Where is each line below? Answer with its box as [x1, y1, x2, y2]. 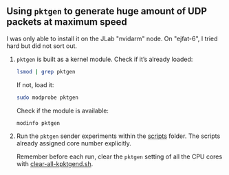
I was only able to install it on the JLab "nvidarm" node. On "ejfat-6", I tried [6, 34, 218, 43]
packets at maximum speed [6, 16, 128, 28]
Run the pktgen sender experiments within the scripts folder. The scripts [16, 132, 221, 140]
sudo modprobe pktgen [16, 94, 78, 101]
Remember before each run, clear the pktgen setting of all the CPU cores [16, 152, 223, 161]
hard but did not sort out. [6, 41, 77, 50]
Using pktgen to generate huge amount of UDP [6, 5, 208, 17]
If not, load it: [16, 80, 54, 89]
